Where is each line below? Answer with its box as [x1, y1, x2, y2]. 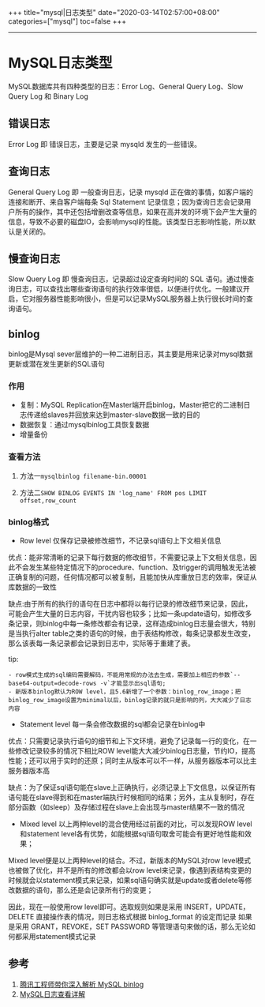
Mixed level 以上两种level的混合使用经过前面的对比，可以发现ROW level [19, 819, 252, 829]
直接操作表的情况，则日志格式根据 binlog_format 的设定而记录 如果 [35, 912, 252, 922]
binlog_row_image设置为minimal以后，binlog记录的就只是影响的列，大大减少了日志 [8, 697, 252, 705]
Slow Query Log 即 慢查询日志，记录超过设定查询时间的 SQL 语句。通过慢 [8, 274, 248, 284]
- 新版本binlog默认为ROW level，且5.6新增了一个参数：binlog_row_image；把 [8, 688, 241, 696]
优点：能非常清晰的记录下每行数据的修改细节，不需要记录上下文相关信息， [8, 553, 250, 562]
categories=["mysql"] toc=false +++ [8, 17, 127, 26]
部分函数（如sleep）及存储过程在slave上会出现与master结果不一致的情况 [8, 802, 245, 812]
